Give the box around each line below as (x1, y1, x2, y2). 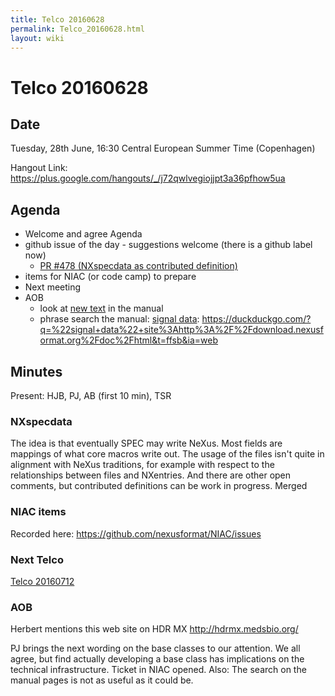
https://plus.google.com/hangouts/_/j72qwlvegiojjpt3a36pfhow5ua (10, 172, 286, 185)
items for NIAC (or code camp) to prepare (24, 271, 197, 283)
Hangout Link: (10, 162, 68, 174)
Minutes (10, 363, 63, 380)
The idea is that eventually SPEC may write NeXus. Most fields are (10, 437, 283, 450)
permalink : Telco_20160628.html (10, 24, 145, 34)
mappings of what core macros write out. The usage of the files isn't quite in (10, 448, 325, 460)
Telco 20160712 (10, 575, 75, 587)
